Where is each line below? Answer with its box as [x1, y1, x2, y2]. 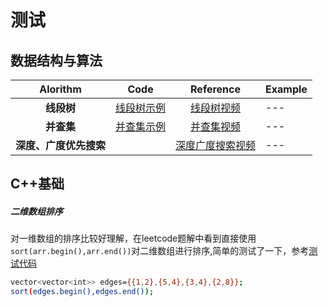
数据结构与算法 [10, 52, 103, 69]
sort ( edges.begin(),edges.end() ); [10, 287, 155, 297]
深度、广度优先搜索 [15, 139, 107, 152]
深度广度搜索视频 [175, 139, 257, 152]
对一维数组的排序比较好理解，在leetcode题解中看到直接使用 [10, 232, 257, 245]
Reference [190, 82, 242, 96]
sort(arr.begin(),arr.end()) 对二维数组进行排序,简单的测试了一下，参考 [10, 245, 310, 257]
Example [265, 82, 308, 96]
